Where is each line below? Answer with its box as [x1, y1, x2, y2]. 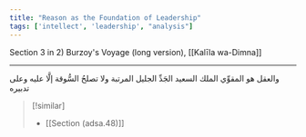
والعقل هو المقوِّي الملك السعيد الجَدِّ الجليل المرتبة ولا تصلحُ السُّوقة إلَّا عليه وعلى [9, 73, 280, 83]
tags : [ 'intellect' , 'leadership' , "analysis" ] [9, 22, 194, 31]
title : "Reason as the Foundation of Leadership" [9, 13, 202, 23]
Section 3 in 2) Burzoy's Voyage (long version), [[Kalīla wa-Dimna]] [9, 46, 262, 57]
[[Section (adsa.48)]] [45, 117, 125, 128]
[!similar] [31, 100, 66, 111]
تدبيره [9, 83, 30, 93]
